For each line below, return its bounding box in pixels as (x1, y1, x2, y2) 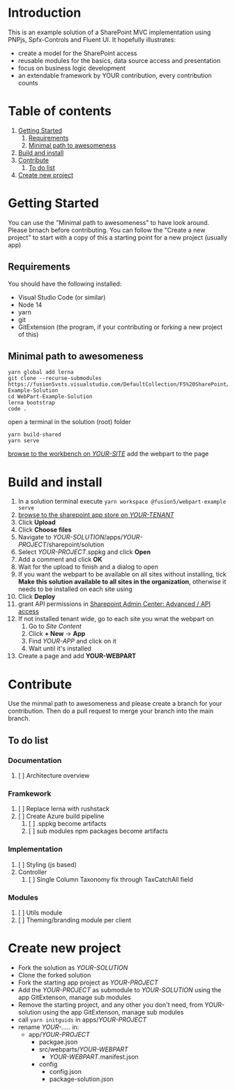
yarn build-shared (8, 431, 61, 438)
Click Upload (17, 518, 56, 527)
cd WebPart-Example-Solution (8, 393, 93, 400)
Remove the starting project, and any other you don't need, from (17, 1001, 204, 1009)
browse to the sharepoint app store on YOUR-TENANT (17, 511, 174, 519)
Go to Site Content (28, 622, 82, 630)
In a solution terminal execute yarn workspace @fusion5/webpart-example (17, 497, 227, 506)
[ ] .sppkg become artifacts (28, 820, 107, 828)
